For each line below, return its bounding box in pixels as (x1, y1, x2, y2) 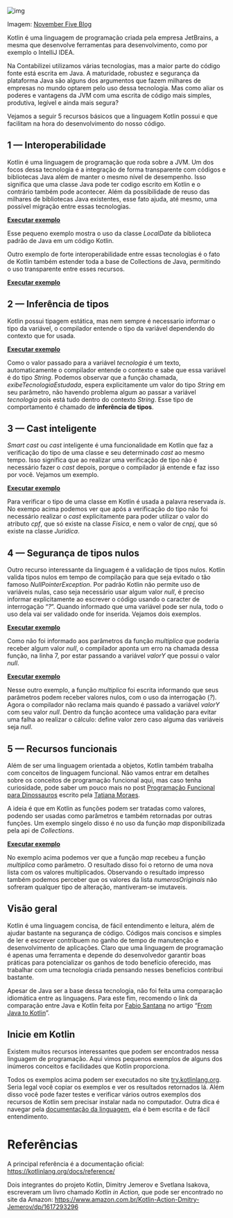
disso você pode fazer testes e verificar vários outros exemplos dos (7, 1090, 201, 1099)
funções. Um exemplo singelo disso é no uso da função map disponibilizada (7, 819, 225, 828)
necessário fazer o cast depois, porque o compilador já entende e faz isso (7, 463, 220, 472)
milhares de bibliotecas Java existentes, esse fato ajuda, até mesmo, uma (7, 194, 218, 203)
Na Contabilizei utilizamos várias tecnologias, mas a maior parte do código (7, 62, 221, 69)
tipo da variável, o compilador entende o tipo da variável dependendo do (7, 324, 215, 333)
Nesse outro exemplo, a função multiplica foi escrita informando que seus (7, 686, 219, 694)
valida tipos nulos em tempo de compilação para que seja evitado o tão (7, 573, 211, 581)
